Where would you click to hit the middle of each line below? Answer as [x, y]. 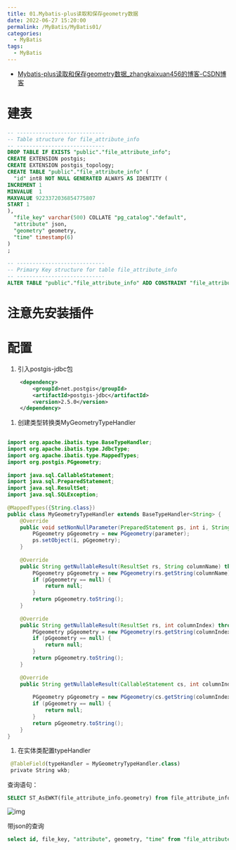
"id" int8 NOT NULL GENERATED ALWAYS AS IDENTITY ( [91, 178]
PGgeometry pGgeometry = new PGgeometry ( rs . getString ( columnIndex [132, 632]
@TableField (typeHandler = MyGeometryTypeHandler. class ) [95, 764]
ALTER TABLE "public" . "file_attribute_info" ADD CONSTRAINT [97, 283]
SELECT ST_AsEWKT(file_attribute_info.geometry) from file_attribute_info [119, 798]
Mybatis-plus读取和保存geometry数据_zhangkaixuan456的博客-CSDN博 [122, 74]
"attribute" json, [41, 224]
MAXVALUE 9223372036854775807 [52, 198]
